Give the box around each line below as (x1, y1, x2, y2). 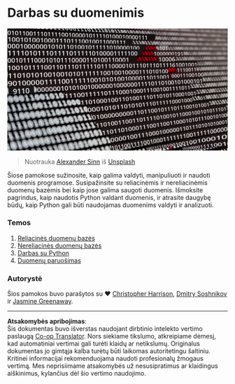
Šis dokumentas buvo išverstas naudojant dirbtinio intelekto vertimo (7, 325, 203, 333)
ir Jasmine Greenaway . (7, 297, 73, 306)
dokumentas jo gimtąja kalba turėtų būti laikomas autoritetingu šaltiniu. (7, 347, 211, 355)
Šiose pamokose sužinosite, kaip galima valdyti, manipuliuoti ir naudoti (7, 171, 211, 179)
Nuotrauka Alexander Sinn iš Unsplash (24, 157, 136, 166)
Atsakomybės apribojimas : (7, 317, 87, 326)
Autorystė (7, 273, 43, 283)
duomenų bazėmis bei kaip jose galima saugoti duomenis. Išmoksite (7, 185, 204, 194)
